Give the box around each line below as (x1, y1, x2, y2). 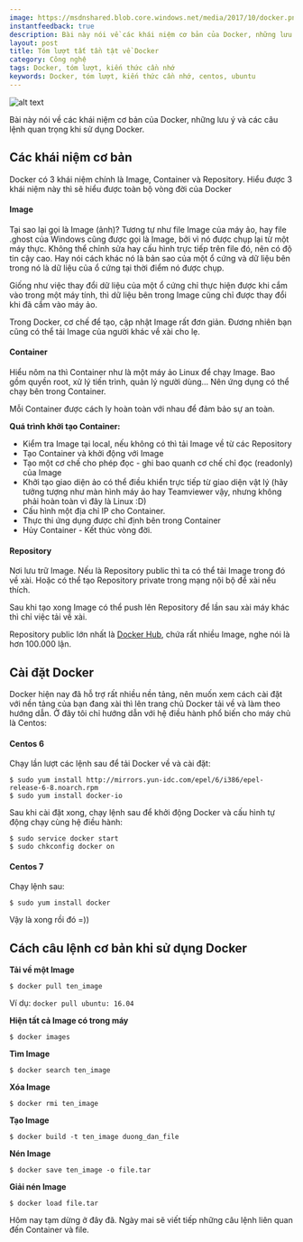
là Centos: (9, 717, 48, 728)
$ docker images (9, 1033, 70, 1042)
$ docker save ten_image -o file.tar (9, 1165, 151, 1175)
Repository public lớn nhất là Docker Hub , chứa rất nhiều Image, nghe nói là (9, 629, 290, 640)
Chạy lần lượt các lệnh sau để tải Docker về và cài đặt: (9, 759, 211, 769)
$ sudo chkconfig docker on (9, 842, 115, 851)
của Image (22, 466, 62, 478)
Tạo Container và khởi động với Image (22, 447, 164, 458)
